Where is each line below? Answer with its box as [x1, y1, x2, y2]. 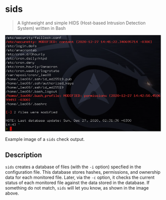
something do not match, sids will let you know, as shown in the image [5, 185, 149, 191]
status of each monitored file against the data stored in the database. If [5, 180, 150, 186]
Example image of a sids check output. [5, 136, 85, 142]
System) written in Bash [17, 25, 66, 31]
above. [5, 190, 19, 197]
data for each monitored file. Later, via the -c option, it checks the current [5, 175, 155, 181]
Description [5, 150, 42, 159]
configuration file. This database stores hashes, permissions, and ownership [5, 169, 161, 175]
